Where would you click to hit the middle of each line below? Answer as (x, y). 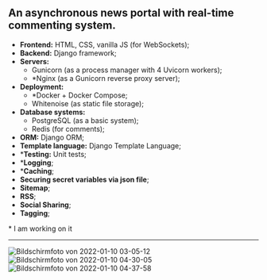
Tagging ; (35, 213)
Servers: (34, 61)
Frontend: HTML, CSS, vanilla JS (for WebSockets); (104, 44)
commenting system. (62, 26)
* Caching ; (37, 171)
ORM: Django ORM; (52, 137)
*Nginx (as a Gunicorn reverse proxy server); (106, 78)
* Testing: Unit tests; (53, 154)
